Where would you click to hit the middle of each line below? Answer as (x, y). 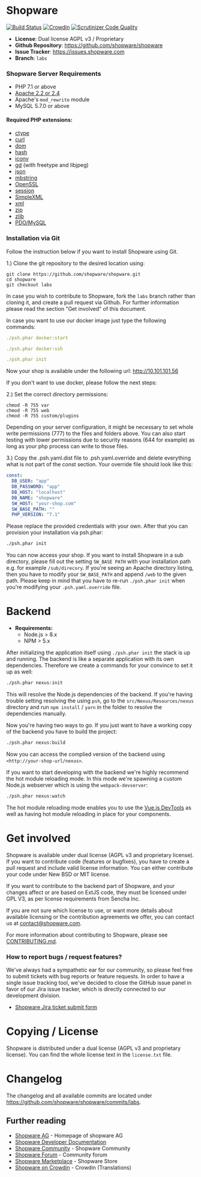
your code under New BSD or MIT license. (58, 874)
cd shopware (21, 279)
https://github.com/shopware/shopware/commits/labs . (74, 1102)
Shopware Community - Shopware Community (73, 1148)
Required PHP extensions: (40, 120)
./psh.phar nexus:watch (36, 796)
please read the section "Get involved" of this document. (76, 308)
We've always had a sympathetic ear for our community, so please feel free (100, 970)
